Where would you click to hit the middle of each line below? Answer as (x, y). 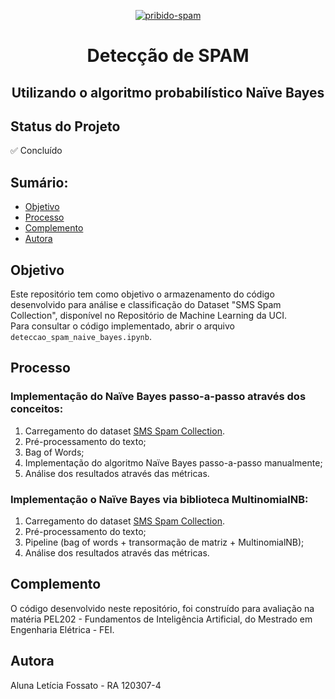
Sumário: (39, 182)
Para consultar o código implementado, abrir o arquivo (122, 326)
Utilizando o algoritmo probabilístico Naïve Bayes (168, 92)
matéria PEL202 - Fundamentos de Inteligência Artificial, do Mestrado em (161, 619)
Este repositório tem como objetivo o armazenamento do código (142, 294)
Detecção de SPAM (168, 56)
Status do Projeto (65, 126)
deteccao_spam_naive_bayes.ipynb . (81, 337)
